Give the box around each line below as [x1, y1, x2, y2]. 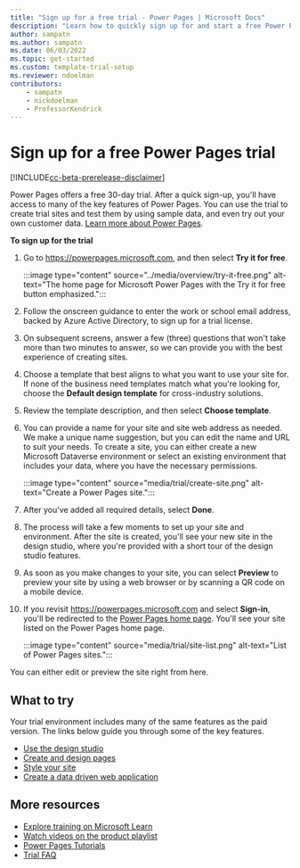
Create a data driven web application [22, 772, 159, 781]
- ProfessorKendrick [26, 104, 102, 113]
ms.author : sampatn [10, 37, 83, 47]
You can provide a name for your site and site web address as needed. [22, 423, 283, 434]
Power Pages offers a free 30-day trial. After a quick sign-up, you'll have [10, 189, 277, 201]
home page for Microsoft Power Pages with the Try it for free [61, 279, 286, 290]
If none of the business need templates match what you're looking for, [22, 378, 280, 389]
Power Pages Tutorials [22, 839, 106, 850]
